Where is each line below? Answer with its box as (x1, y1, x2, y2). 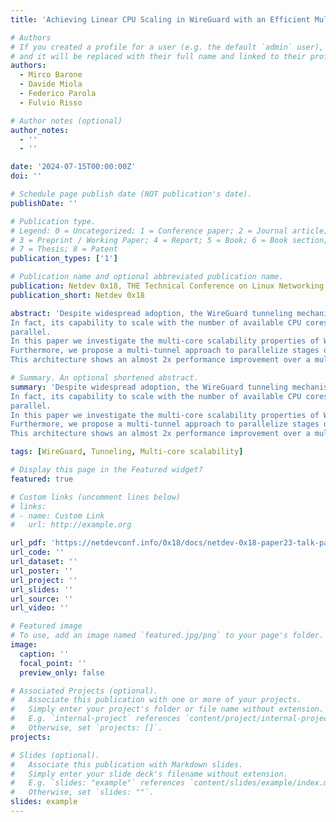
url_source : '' (10, 594, 74, 604)
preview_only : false (19, 667, 105, 678)
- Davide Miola (19, 79, 83, 90)
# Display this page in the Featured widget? (10, 465, 203, 475)
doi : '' (10, 171, 43, 181)
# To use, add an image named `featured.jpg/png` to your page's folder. (10, 631, 325, 641)
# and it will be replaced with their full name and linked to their (10, 51, 307, 61)
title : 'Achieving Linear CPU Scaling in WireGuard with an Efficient (10, 14, 311, 25)
